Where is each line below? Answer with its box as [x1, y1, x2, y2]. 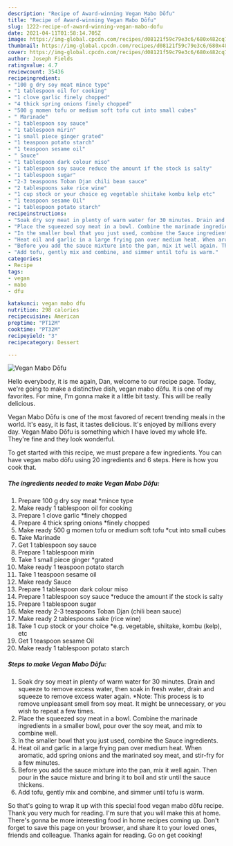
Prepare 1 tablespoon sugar [17, 600, 97, 608]
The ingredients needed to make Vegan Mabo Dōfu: [8, 479, 160, 487]
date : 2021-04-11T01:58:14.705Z [8, 29, 101, 37]
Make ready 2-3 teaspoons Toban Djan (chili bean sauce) [17, 607, 182, 616]
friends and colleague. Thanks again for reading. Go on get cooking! [8, 831, 203, 840]
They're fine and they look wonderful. [8, 435, 115, 443]
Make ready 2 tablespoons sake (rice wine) [17, 615, 141, 623]
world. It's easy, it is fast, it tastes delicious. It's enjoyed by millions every [8, 421, 216, 429]
